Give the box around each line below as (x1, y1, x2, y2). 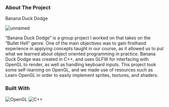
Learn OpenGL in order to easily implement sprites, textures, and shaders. (5, 72, 158, 78)
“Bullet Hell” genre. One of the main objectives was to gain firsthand (5, 40, 146, 46)
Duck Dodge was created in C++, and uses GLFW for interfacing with (5, 56, 149, 62)
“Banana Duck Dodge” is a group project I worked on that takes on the (5, 35, 151, 41)
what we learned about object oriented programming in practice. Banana (5, 51, 156, 57)
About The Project (5, 4, 51, 11)
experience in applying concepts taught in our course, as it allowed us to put (5, 46, 164, 52)
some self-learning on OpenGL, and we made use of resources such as (5, 67, 153, 73)
